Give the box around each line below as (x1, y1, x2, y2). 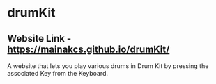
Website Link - (7, 33, 72, 44)
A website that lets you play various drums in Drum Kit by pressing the (7, 62, 209, 70)
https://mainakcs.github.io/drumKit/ (7, 43, 170, 55)
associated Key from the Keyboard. (7, 69, 109, 77)
